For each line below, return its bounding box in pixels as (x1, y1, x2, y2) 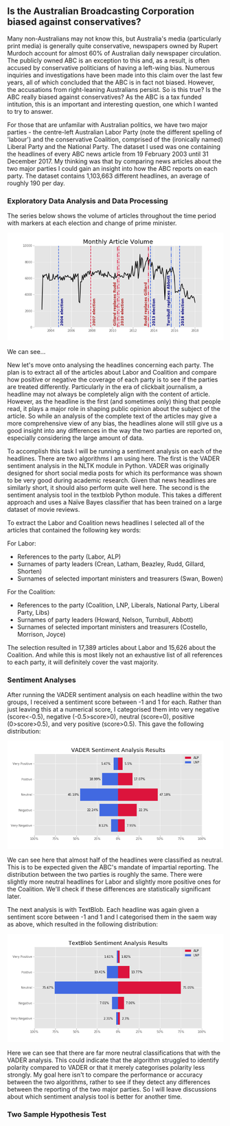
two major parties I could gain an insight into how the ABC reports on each (7, 164, 218, 172)
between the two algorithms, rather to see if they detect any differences (7, 1078, 211, 1086)
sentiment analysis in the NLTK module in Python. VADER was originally (7, 462, 209, 470)
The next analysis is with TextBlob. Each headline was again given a (7, 906, 199, 914)
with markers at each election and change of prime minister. (7, 219, 177, 227)
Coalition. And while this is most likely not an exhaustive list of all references (7, 651, 223, 659)
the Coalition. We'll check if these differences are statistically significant (7, 885, 211, 893)
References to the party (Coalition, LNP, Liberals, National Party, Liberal (16, 601, 220, 609)
